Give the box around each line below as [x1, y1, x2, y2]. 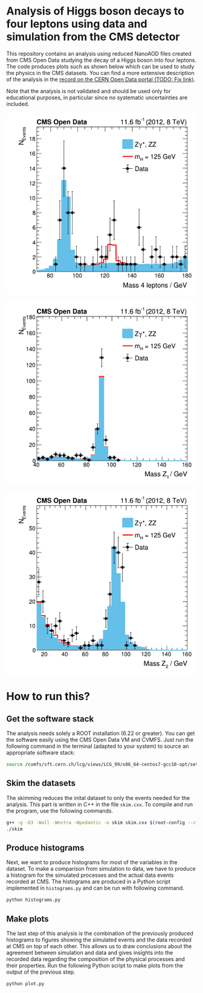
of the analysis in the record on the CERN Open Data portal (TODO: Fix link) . [6, 76, 195, 83]
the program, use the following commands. [6, 807, 114, 814]
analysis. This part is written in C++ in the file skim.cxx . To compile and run [6, 801, 193, 808]
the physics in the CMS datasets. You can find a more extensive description [6, 69, 195, 76]
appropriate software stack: [6, 749, 76, 756]
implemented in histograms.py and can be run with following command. [6, 885, 184, 892]
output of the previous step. [6, 968, 76, 975]
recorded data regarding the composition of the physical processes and [6, 955, 185, 963]
